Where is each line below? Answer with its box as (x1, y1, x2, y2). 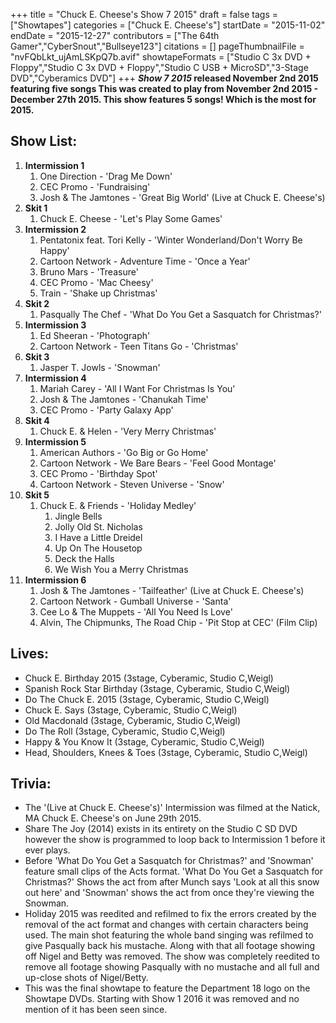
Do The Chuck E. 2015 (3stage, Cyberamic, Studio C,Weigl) (24, 693, 270, 705)
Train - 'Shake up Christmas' (39, 287, 158, 299)
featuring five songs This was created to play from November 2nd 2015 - (10, 83, 319, 94)
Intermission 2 (24, 223, 87, 235)
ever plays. (24, 844, 71, 856)
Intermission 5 (24, 435, 87, 448)
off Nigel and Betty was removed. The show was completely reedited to (24, 950, 320, 963)
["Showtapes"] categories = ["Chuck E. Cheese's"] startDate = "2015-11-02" (10, 19, 326, 31)
